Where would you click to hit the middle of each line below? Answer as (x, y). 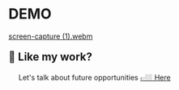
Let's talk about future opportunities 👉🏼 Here (95, 77)
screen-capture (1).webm (51, 36)
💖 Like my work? (51, 57)
